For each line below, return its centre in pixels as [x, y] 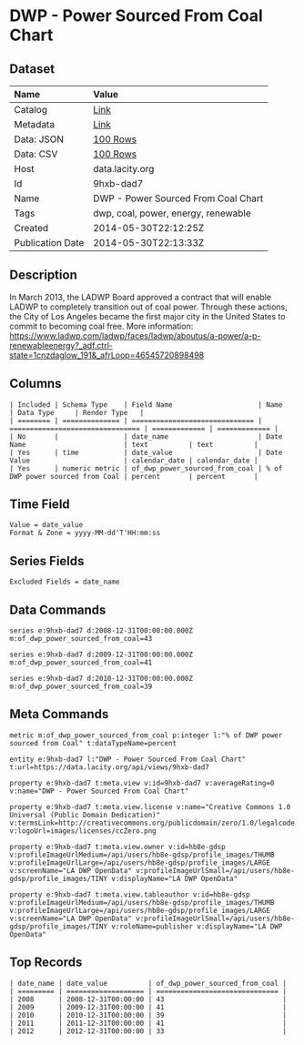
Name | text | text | [134, 444]
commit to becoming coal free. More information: [101, 326]
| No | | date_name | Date [146, 436]
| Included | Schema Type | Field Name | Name [146, 405]
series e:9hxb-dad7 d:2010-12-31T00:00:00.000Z [101, 679]
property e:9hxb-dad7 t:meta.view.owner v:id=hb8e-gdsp [117, 847]
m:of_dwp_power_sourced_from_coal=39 [81, 687]
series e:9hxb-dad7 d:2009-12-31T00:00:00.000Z [101, 655]
